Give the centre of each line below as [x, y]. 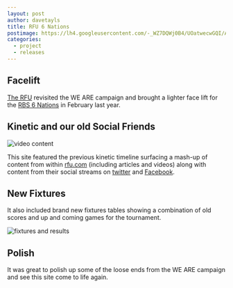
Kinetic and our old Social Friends [81, 127]
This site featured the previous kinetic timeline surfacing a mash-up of [107, 157]
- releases [29, 53]
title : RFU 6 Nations [38, 26]
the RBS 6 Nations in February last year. [64, 104]
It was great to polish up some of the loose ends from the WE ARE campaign [116, 270]
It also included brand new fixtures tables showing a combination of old [109, 210]
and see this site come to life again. [58, 277]
